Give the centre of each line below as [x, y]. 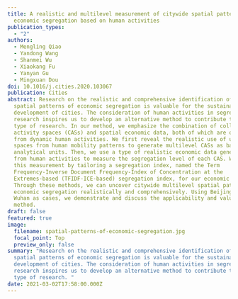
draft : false [27, 212]
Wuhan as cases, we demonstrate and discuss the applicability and [115, 198]
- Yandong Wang [36, 54]
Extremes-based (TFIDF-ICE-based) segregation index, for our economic [122, 179]
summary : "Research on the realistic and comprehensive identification [115, 251]
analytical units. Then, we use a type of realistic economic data [115, 152]
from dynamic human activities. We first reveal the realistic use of [120, 139]
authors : [20, 40]
